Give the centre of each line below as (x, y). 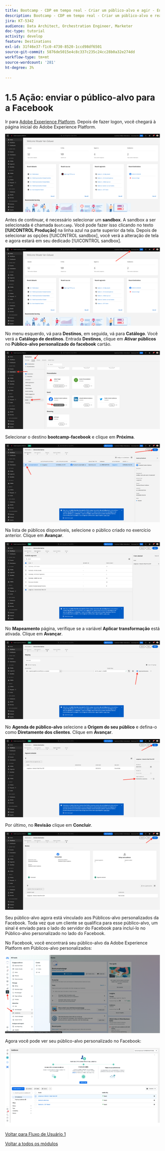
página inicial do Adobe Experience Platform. (51, 127)
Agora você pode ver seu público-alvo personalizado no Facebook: (73, 1041)
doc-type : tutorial (25, 31)
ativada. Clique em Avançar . (34, 634)
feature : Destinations (28, 42)
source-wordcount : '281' (30, 62)
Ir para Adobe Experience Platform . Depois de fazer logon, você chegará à (81, 122)
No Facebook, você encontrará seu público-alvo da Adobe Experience (76, 943)
